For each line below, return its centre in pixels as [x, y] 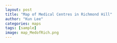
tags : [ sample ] [21, 28]
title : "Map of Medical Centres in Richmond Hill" [59, 14]
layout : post [19, 10]
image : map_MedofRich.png [32, 33]
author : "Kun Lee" [24, 19]
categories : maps [23, 23]
